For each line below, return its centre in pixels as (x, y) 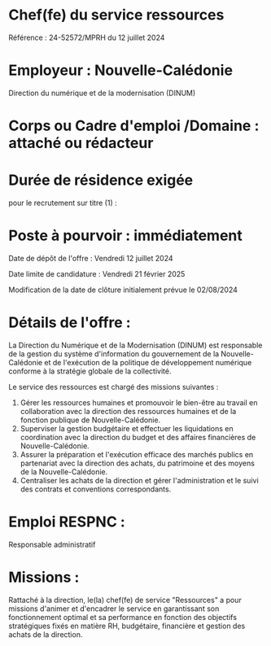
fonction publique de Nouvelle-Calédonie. (90, 420)
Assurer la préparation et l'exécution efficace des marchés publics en (137, 454)
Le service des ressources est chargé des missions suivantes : (114, 386)
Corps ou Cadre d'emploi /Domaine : (134, 126)
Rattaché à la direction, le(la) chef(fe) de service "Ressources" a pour (125, 600)
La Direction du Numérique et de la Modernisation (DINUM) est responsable (135, 345)
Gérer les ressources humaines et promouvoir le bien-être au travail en (139, 402)
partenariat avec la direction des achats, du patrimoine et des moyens (137, 463)
